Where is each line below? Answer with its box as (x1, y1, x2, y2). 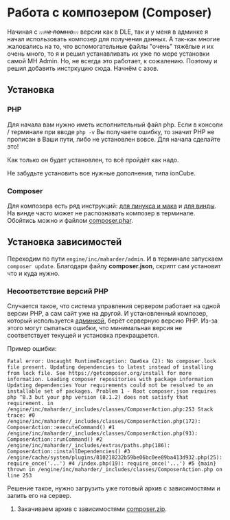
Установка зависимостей (7, 236, 122, 248)
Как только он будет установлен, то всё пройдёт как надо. (7, 155, 179, 164)
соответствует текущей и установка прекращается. (7, 332, 159, 340)
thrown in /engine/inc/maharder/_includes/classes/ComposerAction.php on (7, 466, 223, 473)
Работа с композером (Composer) (7, 5, 212, 21)
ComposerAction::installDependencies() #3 (7, 448, 130, 455)
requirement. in (7, 400, 54, 407)
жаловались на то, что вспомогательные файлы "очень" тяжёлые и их (7, 42, 214, 50)
